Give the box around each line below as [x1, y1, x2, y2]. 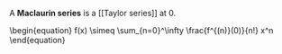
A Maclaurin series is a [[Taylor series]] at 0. [9, 8, 177, 18]
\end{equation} [9, 35, 66, 45]
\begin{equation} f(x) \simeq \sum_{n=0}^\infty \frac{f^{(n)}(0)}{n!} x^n [9, 25, 274, 35]
